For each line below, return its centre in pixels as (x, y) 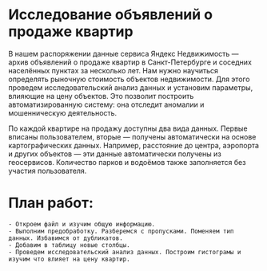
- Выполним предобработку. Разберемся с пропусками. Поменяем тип (121, 231)
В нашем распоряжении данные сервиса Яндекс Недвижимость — (124, 53)
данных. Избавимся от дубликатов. (66, 238)
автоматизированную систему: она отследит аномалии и (106, 104)
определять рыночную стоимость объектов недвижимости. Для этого (129, 79)
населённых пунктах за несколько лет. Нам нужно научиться (113, 70)
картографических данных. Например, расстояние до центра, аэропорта (134, 145)
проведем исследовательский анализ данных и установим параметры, (131, 87)
